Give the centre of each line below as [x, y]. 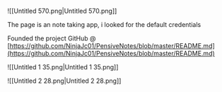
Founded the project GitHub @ [52, 38]
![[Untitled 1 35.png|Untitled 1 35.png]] [63, 67]
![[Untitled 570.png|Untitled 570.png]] [62, 11]
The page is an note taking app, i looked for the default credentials [104, 24]
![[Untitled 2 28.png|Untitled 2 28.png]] [64, 81]
